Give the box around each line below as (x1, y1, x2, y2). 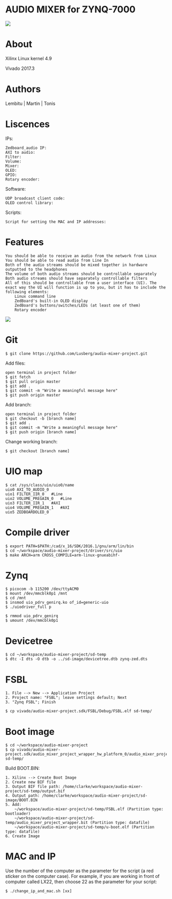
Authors (5, 83, 41, 95)
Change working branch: (5, 438, 58, 444)
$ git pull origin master (5, 379, 60, 384)
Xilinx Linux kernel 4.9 (5, 55, 52, 61)
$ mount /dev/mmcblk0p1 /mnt (5, 591, 68, 596)
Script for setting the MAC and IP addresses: (5, 219, 106, 224)
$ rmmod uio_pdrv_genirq (5, 614, 58, 619)
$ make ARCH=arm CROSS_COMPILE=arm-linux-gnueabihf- (5, 552, 120, 558)
